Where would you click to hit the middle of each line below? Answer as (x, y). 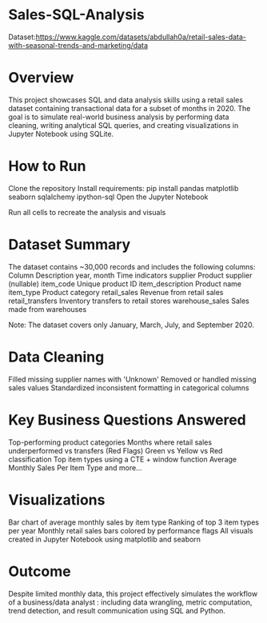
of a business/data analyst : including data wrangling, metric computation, (130, 602)
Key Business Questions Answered (127, 419)
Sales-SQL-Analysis (77, 15)
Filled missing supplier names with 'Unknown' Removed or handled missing (133, 379)
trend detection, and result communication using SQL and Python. (117, 610)
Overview (41, 78)
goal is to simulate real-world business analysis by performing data (119, 117)
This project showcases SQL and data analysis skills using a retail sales (126, 100)
